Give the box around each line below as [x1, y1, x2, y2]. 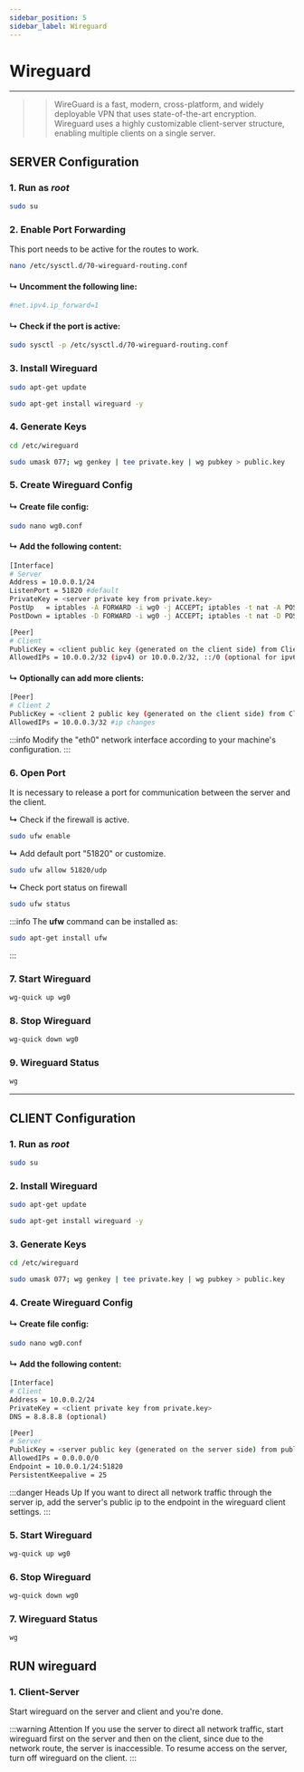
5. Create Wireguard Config [9, 479, 133, 492]
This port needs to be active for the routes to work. [9, 244, 200, 254]
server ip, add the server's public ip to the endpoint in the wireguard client [9, 1496, 287, 1508]
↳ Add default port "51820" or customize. [9, 848, 166, 859]
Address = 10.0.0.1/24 [9, 578, 95, 587]
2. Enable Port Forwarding [9, 223, 127, 235]
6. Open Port [9, 766, 66, 779]
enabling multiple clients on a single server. [53, 128, 215, 139]
